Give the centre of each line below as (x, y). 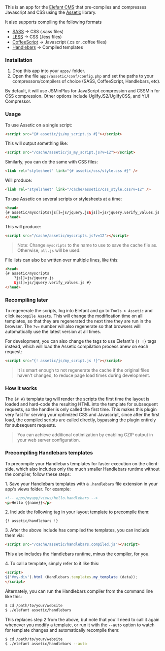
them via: (15, 535)
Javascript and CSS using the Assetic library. (51, 12)
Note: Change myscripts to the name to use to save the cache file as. (87, 245)
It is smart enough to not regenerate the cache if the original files (83, 370)
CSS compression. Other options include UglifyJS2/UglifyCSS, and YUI (77, 96)
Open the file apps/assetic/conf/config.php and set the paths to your (83, 76)
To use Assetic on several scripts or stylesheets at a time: (64, 199)
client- (153, 463)
